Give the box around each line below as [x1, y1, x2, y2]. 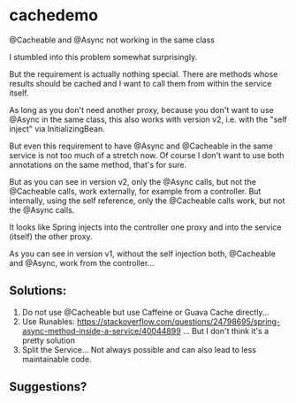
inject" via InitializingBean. [9, 123, 105, 133]
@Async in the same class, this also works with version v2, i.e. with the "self [9, 114, 287, 125]
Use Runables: [21, 316, 75, 327]
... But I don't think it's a [182, 325, 269, 336]
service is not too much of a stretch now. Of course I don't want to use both [9, 149, 285, 160]
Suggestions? [9, 379, 87, 394]
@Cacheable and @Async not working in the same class [9, 34, 215, 45]
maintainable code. [21, 354, 92, 364]
